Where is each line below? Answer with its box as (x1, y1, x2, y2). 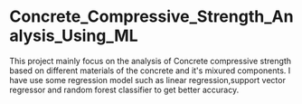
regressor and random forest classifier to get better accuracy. (9, 84, 240, 95)
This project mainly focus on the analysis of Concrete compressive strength (9, 55, 292, 66)
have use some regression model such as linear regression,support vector (9, 74, 287, 85)
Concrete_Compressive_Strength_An (9, 6, 294, 27)
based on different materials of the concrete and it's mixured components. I (9, 65, 291, 76)
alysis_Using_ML (9, 25, 138, 46)
